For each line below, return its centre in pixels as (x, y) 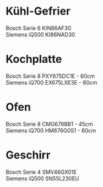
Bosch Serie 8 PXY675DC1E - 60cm (50, 76)
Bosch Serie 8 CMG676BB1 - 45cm (49, 124)
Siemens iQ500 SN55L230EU (42, 178)
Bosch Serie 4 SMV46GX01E (41, 172)
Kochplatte (34, 59)
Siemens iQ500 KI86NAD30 (40, 34)
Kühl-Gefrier (38, 11)
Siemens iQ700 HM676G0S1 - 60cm (51, 130)
